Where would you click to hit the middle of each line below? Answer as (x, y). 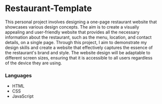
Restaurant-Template (48, 8)
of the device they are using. (33, 63)
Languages (19, 75)
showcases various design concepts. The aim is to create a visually (72, 27)
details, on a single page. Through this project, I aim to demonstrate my (76, 42)
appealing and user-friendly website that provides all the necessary (72, 32)
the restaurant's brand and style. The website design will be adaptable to (78, 52)
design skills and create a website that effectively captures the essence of (79, 47)
